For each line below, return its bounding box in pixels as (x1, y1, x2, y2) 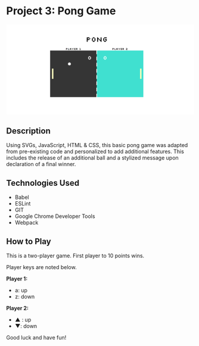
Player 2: (6, 305, 29, 312)
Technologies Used (6, 177, 79, 188)
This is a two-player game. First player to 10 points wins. (6, 252, 145, 260)
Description (6, 126, 51, 136)
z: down (14, 293, 35, 300)
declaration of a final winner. (6, 161, 76, 168)
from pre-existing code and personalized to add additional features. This (6, 148, 185, 155)
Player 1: (6, 275, 28, 282)
